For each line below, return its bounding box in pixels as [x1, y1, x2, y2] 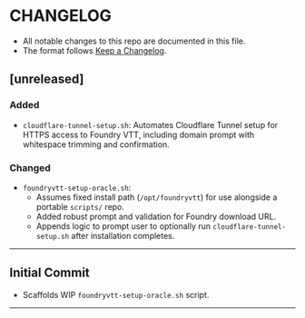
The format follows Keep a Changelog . [22, 45, 167, 55]
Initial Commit [9, 265, 91, 281]
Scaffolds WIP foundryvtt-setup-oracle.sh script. [22, 289, 210, 300]
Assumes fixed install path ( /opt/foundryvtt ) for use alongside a [35, 192, 278, 203]
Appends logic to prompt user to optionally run [35, 220, 212, 232]
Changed [9, 161, 52, 174]
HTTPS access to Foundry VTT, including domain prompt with [22, 129, 255, 140]
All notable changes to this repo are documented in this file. [22, 35, 246, 46]
